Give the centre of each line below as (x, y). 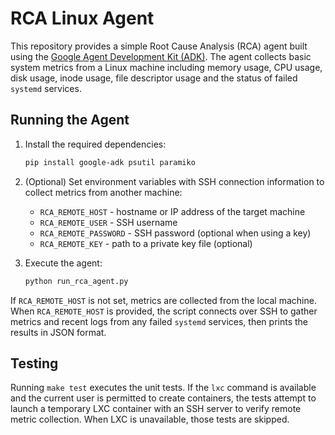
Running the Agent (70, 120)
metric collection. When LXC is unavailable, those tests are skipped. (150, 419)
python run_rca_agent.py (76, 281)
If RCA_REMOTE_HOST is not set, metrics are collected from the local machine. (163, 300)
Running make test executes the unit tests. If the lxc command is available (163, 388)
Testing (34, 363)
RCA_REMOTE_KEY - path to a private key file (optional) (146, 243)
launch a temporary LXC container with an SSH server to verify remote (156, 409)
